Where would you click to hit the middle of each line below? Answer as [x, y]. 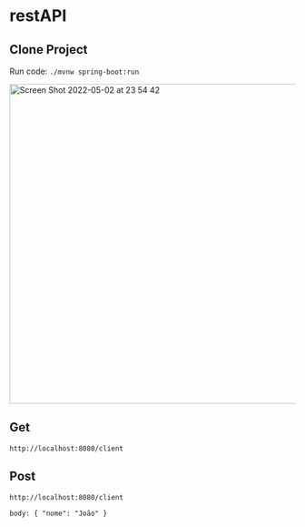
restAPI [38, 16]
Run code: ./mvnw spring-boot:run [74, 71]
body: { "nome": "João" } [58, 513]
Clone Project [49, 50]
